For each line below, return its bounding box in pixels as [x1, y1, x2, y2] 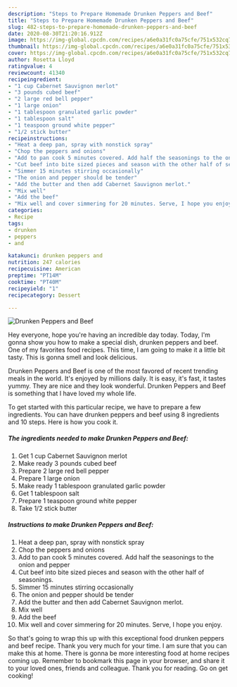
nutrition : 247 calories [8, 259, 81, 266]
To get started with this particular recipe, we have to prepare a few [8, 403, 201, 411]
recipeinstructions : [8, 135, 69, 142]
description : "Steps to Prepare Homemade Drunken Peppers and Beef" [8, 10, 213, 18]
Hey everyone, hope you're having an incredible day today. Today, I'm [8, 330, 210, 339]
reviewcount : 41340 [8, 69, 65, 76]
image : [8, 37, 27, 44]
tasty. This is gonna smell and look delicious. [8, 353, 138, 361]
